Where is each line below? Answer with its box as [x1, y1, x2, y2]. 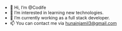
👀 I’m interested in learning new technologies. [9, 10, 104, 15]
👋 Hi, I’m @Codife [9, 5, 46, 10]
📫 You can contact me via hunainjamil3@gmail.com [9, 20, 117, 26]
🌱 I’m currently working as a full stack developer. [9, 15, 111, 20]
